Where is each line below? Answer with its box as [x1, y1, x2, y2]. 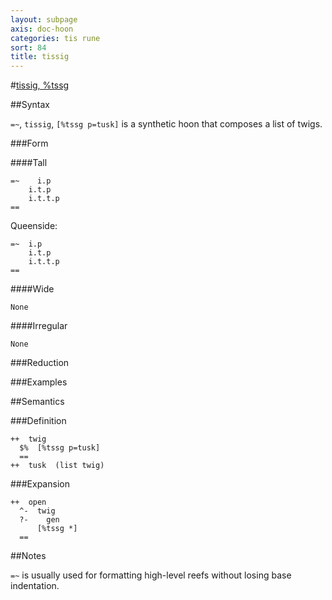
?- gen [19, 515, 60, 525]
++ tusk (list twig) [10, 461, 105, 471]
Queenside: [10, 220, 58, 232]
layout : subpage [10, 14, 78, 25]
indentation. [10, 580, 60, 592]
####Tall [10, 157, 48, 169]
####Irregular [10, 320, 68, 332]
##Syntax [10, 99, 51, 111]
